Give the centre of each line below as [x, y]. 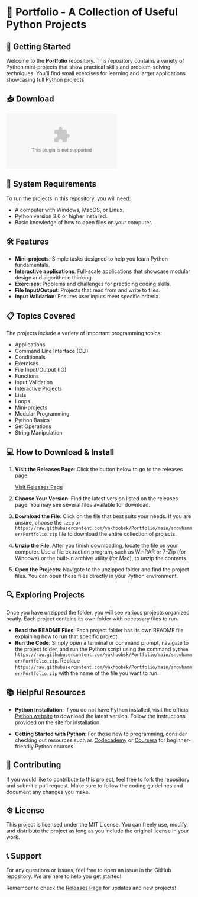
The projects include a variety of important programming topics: [84, 333]
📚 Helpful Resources [46, 692]
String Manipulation [38, 433]
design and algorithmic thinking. [54, 278]
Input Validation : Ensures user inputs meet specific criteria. [87, 297]
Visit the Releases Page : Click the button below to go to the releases [99, 470]
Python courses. [55, 746]
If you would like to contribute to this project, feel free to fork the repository [98, 779]
